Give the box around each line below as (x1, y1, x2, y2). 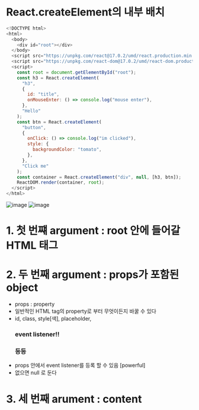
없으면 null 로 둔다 (14, 369, 57, 376)
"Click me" (21, 163, 49, 169)
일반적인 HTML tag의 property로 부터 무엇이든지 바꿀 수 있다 (14, 307, 157, 315)
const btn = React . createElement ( (17, 119, 102, 125)
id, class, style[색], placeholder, (14, 315, 92, 322)
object (6, 281, 38, 294)
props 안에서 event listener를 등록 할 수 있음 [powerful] (14, 362, 146, 369)
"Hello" (21, 108, 41, 114)
